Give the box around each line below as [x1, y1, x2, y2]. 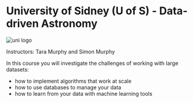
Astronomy [41, 17, 98, 30]
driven [6, 17, 39, 30]
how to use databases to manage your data [14, 83, 122, 90]
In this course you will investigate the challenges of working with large [6, 60, 179, 67]
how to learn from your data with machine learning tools [14, 90, 153, 97]
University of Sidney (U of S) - [6, 4, 157, 18]
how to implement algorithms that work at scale [14, 77, 132, 85]
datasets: [6, 65, 29, 73]
